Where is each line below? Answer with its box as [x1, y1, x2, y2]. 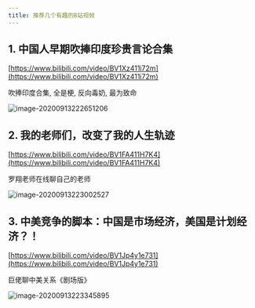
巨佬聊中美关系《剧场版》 [8, 275, 91, 284]
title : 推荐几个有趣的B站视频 [8, 11, 96, 20]
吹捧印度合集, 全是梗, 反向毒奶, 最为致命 [8, 88, 137, 98]
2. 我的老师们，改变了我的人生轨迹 [8, 129, 175, 142]
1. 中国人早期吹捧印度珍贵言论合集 [8, 42, 173, 56]
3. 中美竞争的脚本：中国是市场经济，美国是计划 [8, 215, 237, 228]
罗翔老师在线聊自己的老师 [8, 174, 91, 184]
